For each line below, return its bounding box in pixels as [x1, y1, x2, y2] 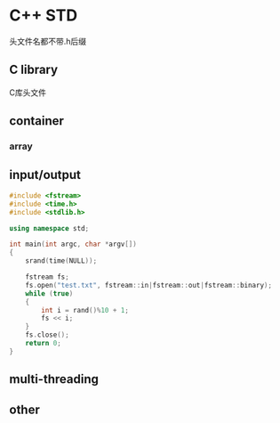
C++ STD [9, 5, 78, 26]
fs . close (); [25, 330, 69, 339]
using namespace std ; [9, 224, 90, 232]
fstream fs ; [25, 273, 69, 281]
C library [9, 62, 59, 77]
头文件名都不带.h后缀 [9, 36, 87, 46]
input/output [9, 167, 82, 183]
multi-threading [9, 371, 100, 387]
